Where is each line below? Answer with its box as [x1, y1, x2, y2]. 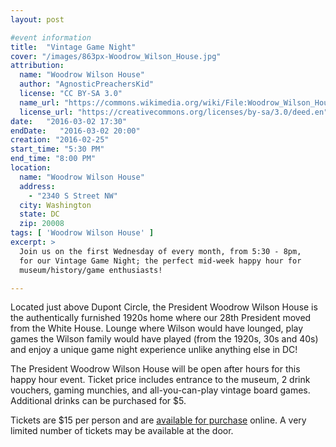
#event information [10, 32, 92, 43]
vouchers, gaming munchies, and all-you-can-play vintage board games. [10, 384, 311, 396]
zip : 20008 [19, 219, 65, 229]
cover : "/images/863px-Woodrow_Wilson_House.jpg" [10, 51, 222, 61]
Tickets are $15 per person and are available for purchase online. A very [10, 414, 307, 426]
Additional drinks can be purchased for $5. [10, 395, 187, 407]
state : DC [19, 209, 60, 220]
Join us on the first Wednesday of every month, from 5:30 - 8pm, [19, 246, 302, 256]
